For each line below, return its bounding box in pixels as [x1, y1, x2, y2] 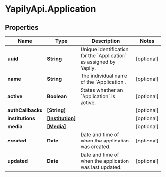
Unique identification [81, 46, 129, 53]
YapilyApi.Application [5, 3, 96, 15]
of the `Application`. [81, 79, 126, 85]
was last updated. [81, 164, 122, 171]
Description [91, 38, 120, 44]
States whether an [81, 87, 123, 93]
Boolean [47, 93, 67, 100]
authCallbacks [7, 107, 43, 114]
